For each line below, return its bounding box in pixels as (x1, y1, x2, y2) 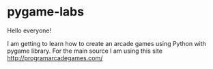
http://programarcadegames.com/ (7, 53, 103, 62)
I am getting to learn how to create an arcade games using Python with (7, 39, 207, 47)
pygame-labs (7, 4, 84, 20)
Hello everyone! (7, 26, 52, 34)
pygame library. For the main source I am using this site (7, 47, 162, 55)
